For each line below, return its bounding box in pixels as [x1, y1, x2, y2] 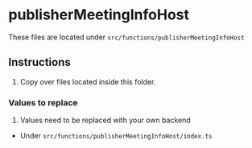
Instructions [8, 55, 71, 69]
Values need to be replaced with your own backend [19, 115, 191, 125]
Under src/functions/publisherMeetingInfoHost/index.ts [19, 131, 213, 141]
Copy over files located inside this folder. [19, 76, 156, 86]
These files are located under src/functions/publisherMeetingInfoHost [8, 32, 245, 42]
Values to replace [8, 97, 78, 108]
